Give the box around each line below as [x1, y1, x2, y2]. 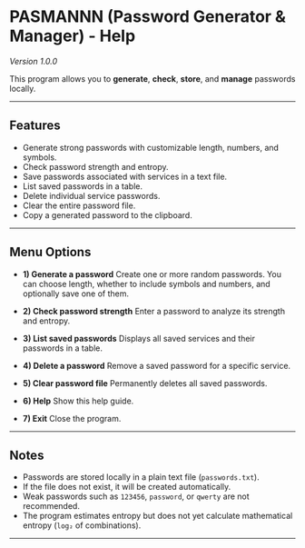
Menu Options [9, 244, 92, 260]
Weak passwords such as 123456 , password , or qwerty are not [22, 491, 250, 502]
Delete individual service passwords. [22, 190, 161, 201]
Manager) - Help [9, 25, 136, 46]
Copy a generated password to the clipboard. [22, 209, 192, 220]
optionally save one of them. [22, 288, 130, 299]
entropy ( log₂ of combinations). [22, 520, 142, 531]
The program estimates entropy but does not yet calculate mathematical [22, 511, 293, 522]
